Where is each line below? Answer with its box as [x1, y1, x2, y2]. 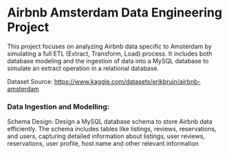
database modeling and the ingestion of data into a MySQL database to [7, 56, 209, 65]
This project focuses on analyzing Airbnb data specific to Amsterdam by [7, 42, 212, 50]
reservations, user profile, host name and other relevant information [7, 140, 199, 148]
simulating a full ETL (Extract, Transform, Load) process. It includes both [7, 49, 212, 58]
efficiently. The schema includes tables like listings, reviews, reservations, [7, 125, 217, 133]
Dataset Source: [7, 77, 53, 85]
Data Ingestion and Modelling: [7, 102, 110, 111]
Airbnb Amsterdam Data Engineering [7, 5, 222, 21]
